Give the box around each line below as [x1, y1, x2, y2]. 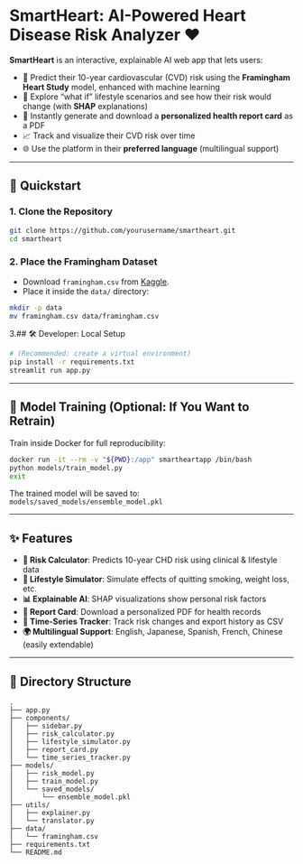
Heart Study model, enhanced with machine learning [22, 81, 221, 92]
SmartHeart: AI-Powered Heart [9, 5, 246, 26]
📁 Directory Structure [9, 674, 133, 689]
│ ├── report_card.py [9, 746, 99, 755]
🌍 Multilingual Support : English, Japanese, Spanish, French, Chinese [22, 627, 283, 637]
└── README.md [9, 848, 63, 858]
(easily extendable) [22, 639, 95, 650]
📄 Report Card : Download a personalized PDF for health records [22, 607, 262, 618]
